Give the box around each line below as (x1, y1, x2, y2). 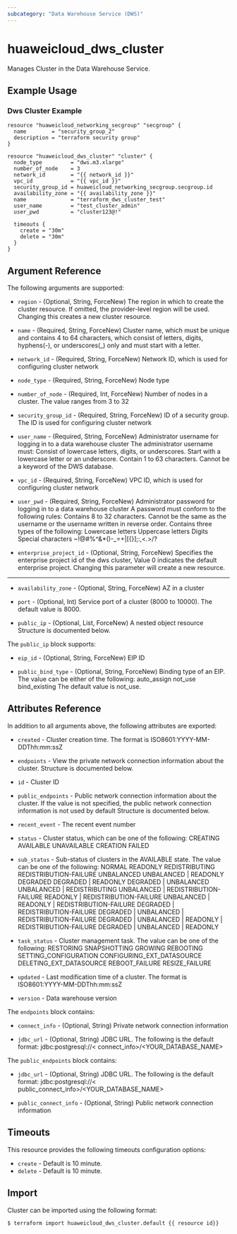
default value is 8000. (17, 605, 81, 614)
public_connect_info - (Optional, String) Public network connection (17, 1098, 214, 1107)
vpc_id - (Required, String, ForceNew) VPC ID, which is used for (17, 476, 203, 484)
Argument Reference (7, 264, 102, 277)
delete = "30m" (20, 233, 65, 240)
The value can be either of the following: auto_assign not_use (17, 675, 196, 683)
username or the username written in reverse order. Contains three (17, 520, 212, 528)
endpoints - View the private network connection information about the (17, 756, 224, 764)
